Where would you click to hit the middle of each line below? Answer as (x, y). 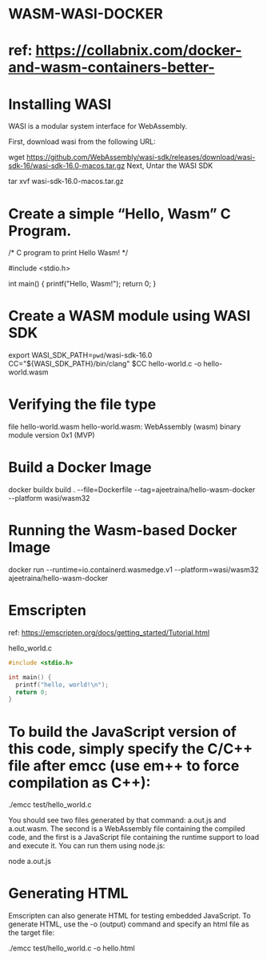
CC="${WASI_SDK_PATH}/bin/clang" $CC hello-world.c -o (105, 364)
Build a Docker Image (80, 468)
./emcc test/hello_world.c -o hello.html (72, 948)
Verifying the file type (82, 404)
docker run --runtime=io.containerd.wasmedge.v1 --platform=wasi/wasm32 (133, 570)
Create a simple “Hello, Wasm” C (120, 214)
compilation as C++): (80, 783)
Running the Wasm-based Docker (123, 531)
